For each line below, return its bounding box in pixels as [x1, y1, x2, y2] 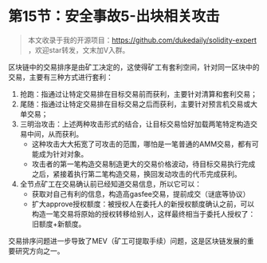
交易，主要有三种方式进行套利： [8, 72, 113, 82]
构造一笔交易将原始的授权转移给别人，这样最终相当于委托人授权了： [31, 209, 256, 218]
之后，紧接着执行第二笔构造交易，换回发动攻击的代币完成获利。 [31, 169, 241, 178]
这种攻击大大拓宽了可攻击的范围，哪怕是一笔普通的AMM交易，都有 [31, 139, 253, 149]
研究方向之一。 [14, 245, 65, 256]
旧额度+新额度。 [31, 219, 86, 229]
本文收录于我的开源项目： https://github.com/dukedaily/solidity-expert [27, 35, 257, 45]
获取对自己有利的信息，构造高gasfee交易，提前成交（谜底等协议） [31, 189, 250, 198]
